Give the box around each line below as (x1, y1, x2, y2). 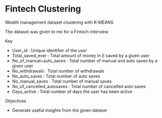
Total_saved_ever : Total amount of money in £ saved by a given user (12, 52, 150, 59)
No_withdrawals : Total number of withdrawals (12, 68, 105, 74)
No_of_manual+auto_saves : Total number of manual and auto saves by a (12, 58, 158, 63)
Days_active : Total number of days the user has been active (12, 88, 133, 94)
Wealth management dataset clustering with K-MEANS (5, 19, 114, 25)
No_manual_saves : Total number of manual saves (12, 78, 112, 84)
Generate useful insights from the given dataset (12, 107, 107, 113)
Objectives (5, 98, 27, 103)
